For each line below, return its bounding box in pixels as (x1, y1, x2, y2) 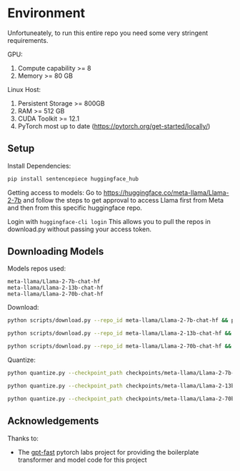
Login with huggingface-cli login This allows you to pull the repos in (7, 217, 211, 226)
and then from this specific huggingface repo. (7, 203, 143, 212)
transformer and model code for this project (17, 455, 147, 464)
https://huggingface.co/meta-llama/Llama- (103, 188, 230, 197)
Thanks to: (7, 434, 39, 442)
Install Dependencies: (7, 161, 71, 170)
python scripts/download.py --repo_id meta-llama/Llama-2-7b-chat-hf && (7, 317, 229, 324)
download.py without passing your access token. (7, 225, 152, 233)
